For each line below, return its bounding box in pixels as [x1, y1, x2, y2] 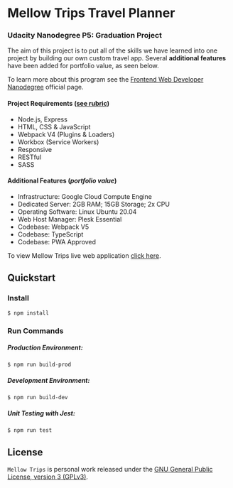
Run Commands [7, 325, 64, 335]
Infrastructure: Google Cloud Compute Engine [17, 192, 153, 200]
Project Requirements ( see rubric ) [7, 99, 110, 108]
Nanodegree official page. [7, 83, 84, 92]
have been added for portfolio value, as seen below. [7, 62, 160, 70]
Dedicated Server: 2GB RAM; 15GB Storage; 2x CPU [17, 200, 170, 208]
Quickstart [7, 272, 56, 284]
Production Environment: [7, 343, 83, 352]
